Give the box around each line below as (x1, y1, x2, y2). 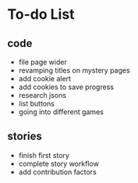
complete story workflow (18, 159, 99, 168)
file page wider (18, 57, 67, 66)
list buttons (18, 99, 55, 108)
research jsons (18, 91, 67, 99)
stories (7, 130, 42, 143)
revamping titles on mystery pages (18, 66, 130, 75)
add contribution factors (18, 167, 97, 177)
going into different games (18, 107, 104, 117)
